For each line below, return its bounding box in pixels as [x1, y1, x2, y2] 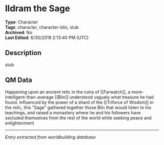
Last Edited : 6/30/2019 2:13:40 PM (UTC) [5, 35, 89, 41]
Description [5, 49, 41, 57]
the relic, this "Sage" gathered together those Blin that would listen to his [5, 104, 151, 110]
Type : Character [5, 19, 38, 25]
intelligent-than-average [5, 94, 54, 100]
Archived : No [5, 29, 33, 35]
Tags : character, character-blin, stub [5, 24, 79, 30]
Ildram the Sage [5, 3, 70, 14]
